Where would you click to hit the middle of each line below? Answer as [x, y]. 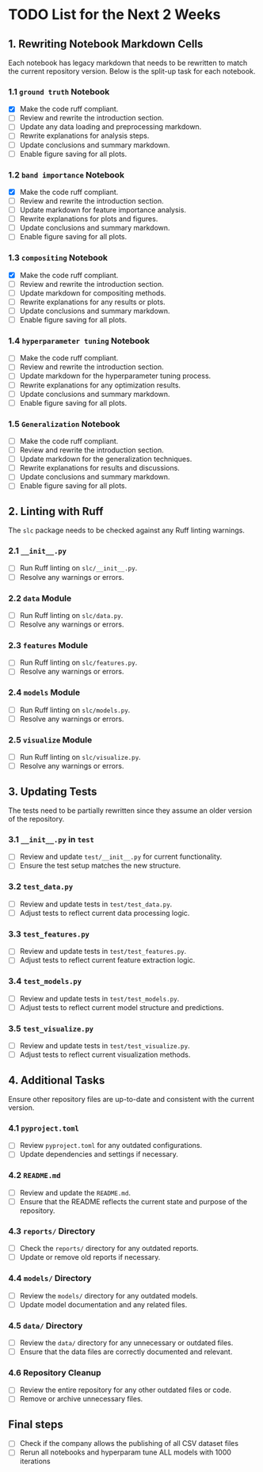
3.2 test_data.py [41, 887]
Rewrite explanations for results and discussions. [99, 468]
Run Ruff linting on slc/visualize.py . [80, 757]
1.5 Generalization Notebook [64, 424]
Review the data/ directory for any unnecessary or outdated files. [126, 1343]
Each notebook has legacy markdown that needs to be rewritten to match [128, 63]
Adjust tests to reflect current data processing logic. [105, 913]
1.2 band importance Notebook [67, 174]
